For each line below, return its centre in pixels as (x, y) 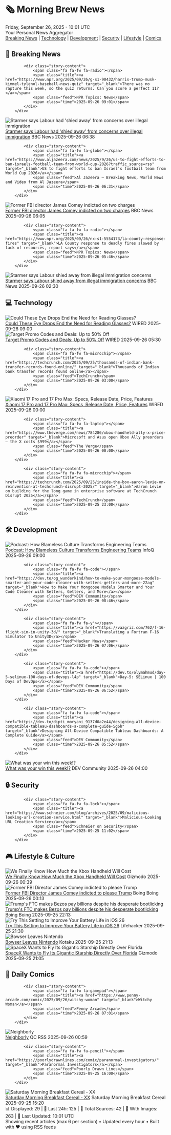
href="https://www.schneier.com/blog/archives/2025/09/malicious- (78, 813)
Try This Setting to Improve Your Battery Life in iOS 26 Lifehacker (74, 925)
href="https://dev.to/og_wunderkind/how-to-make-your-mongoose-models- (83, 579)
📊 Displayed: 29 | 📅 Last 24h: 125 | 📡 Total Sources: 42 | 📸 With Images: (81, 1108)
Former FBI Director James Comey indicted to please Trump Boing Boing (82, 893)
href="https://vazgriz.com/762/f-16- (126, 628)
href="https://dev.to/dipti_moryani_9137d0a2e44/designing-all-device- (83, 722)
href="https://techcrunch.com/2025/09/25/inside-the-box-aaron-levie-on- (86, 482)
